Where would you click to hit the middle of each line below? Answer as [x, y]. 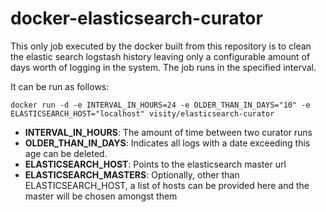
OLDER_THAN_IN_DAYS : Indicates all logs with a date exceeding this [167, 143]
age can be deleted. [66, 153]
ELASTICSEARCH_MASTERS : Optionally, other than [132, 174]
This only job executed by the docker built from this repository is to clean [161, 46]
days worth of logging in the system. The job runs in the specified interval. [163, 67]
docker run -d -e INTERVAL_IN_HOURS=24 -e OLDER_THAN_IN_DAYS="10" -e [160, 105]
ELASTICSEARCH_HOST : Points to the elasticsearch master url [155, 164]
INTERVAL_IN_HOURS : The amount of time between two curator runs [168, 132]
